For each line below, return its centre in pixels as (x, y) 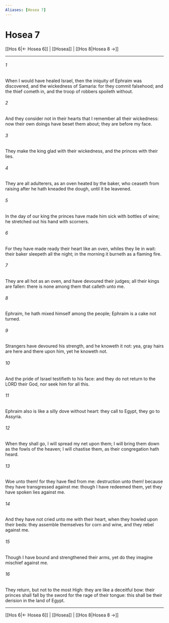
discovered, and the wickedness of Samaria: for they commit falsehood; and (84, 86)
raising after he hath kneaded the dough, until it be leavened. (68, 189)
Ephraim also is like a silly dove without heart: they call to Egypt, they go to (82, 411)
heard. (12, 454)
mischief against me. (27, 563)
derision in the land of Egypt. (35, 600)
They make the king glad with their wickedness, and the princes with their (82, 151)
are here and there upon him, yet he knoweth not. (56, 351)
